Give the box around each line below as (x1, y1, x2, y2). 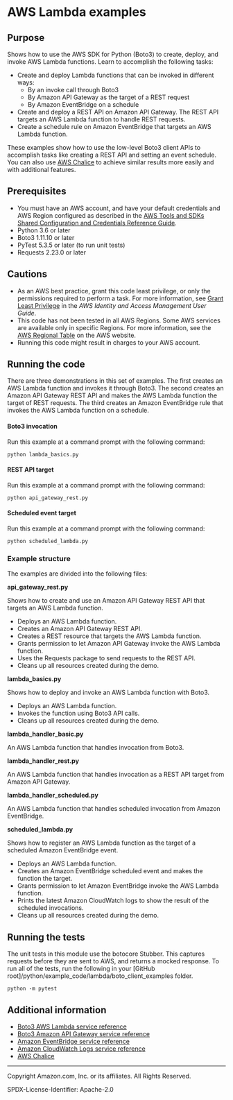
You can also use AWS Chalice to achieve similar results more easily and (7, 158, 214, 166)
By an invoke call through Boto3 (27, 86, 119, 94)
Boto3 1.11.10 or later (17, 233, 75, 241)
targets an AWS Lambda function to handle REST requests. (17, 115, 186, 123)
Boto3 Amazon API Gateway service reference (17, 1029, 150, 1038)
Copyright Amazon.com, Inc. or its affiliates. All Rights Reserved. (7, 1072, 191, 1080)
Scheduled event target (7, 509, 76, 517)
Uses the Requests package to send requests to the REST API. (17, 654, 196, 662)
